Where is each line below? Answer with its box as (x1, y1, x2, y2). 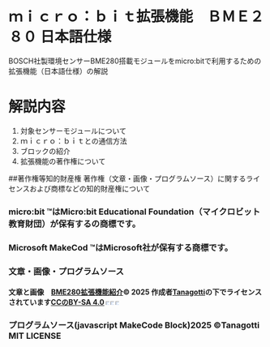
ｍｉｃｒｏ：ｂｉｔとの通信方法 (19, 135, 127, 146)
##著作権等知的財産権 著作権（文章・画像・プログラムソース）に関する (8, 173, 246, 183)
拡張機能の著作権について (19, 156, 106, 166)
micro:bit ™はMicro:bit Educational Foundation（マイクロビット (8, 206, 261, 217)
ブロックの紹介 (19, 146, 71, 156)
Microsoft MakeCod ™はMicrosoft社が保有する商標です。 (8, 242, 229, 253)
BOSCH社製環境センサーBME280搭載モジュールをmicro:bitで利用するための (8, 56, 262, 66)
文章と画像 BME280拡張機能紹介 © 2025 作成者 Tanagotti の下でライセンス (8, 287, 262, 297)
